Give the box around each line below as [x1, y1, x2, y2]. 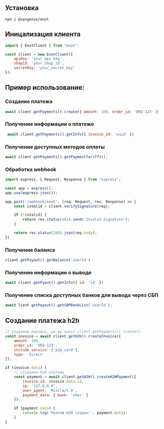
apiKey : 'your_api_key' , [14, 56, 64, 61]
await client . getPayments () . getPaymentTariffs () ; [5, 154, 108, 159]
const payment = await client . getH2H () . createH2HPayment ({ [14, 374, 137, 380]
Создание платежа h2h [5, 316, 80, 325]
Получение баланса [5, 246, 55, 253]
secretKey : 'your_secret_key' [14, 65, 76, 70]
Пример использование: [5, 83, 84, 92]
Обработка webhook [5, 166, 57, 173]
